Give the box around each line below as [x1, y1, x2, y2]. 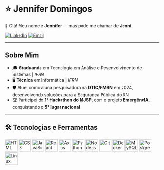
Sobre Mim [5, 51, 39, 60]
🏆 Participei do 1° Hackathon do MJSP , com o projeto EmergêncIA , [12, 97, 150, 103]
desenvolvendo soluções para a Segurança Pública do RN [12, 91, 129, 97]
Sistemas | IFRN [12, 72, 44, 77]
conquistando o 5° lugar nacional [12, 104, 81, 110]
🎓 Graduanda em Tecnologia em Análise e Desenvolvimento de [12, 64, 143, 71]
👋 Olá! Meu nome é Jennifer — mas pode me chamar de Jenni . [5, 23, 133, 29]
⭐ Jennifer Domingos [5, 3, 93, 15]
